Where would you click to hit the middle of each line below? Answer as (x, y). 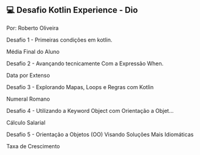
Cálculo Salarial (26, 122)
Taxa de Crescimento (33, 146)
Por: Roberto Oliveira (33, 28)
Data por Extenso (28, 75)
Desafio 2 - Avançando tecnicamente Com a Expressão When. (85, 63)
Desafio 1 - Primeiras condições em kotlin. (59, 40)
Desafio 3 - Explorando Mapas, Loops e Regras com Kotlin (80, 87)
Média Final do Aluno (33, 51)
